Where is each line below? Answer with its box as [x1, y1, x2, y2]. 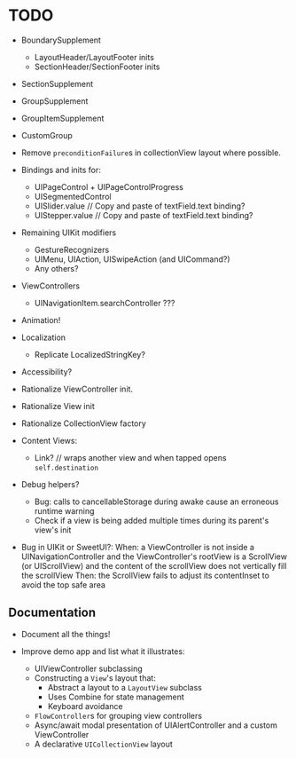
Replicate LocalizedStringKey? [34, 349, 145, 359]
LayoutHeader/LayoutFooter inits [34, 51, 154, 62]
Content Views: [20, 435, 77, 446]
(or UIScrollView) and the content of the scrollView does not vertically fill [20, 560, 287, 571]
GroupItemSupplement [20, 113, 105, 123]
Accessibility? [20, 366, 73, 377]
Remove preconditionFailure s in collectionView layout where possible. [20, 147, 281, 158]
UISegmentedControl [34, 191, 112, 201]
